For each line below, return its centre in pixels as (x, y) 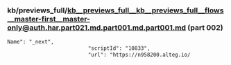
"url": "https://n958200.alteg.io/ (139, 55)
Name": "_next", (31, 42)
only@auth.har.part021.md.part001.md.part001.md (96, 28)
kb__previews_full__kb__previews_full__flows (145, 10)
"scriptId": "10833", (119, 48)
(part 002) (205, 28)
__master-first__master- (49, 19)
